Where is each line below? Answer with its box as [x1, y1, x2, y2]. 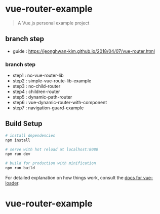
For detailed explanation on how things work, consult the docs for [5, 175, 142, 181]
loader [5, 180, 19, 186]
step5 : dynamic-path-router [12, 94, 72, 100]
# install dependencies [5, 133, 56, 138]
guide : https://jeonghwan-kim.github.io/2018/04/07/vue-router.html [12, 48, 155, 54]
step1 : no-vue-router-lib [12, 72, 64, 79]
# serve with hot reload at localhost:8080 [5, 147, 99, 152]
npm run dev [5, 151, 30, 157]
